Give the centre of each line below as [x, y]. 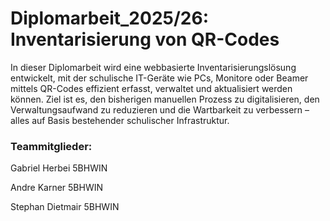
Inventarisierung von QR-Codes [145, 39]
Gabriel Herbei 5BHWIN [59, 168]
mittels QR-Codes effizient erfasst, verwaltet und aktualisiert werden [151, 88]
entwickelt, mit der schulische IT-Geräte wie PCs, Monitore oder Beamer [159, 78]
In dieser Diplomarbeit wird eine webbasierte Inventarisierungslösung [153, 67]
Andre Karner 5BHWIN [57, 188]
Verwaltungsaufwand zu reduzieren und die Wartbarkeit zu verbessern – [160, 109]
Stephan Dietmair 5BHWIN [65, 207]
